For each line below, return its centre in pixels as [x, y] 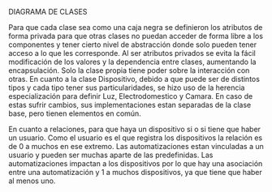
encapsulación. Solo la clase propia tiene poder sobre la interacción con [129, 70]
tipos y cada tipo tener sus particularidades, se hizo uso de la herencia [127, 87]
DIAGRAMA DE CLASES [48, 12]
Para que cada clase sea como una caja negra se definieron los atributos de [136, 27]
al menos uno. [32, 181]
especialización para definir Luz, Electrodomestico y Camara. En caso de [131, 96]
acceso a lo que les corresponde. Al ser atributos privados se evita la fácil [132, 53]
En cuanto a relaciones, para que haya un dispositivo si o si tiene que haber [135, 129]
